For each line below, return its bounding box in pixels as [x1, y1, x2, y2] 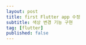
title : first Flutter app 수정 [6, 14, 81, 20]
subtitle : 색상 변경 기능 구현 [6, 19, 73, 25]
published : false [6, 30, 49, 36]
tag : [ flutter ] [6, 25, 44, 31]
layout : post [6, 8, 38, 15]
